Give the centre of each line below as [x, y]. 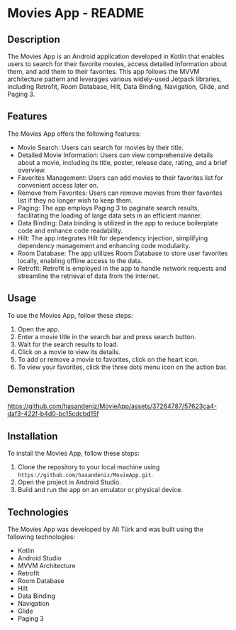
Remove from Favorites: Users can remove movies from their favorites [120, 193]
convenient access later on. [58, 185]
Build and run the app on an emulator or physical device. [100, 490]
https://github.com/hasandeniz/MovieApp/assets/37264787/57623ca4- [112, 406]
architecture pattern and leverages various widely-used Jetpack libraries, [114, 79]
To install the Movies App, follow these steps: [73, 454]
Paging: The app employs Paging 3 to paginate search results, [108, 208]
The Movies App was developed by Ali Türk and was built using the [106, 529]
